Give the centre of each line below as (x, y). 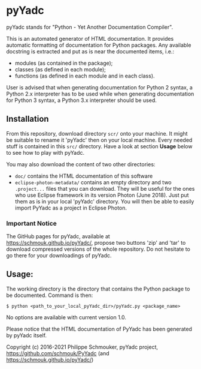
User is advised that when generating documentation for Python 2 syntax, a (100, 87)
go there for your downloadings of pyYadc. (59, 256)
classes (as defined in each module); (60, 69)
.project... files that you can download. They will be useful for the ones (105, 188)
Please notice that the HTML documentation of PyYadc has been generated (99, 329)
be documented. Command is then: (50, 295)
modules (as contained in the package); (64, 63)
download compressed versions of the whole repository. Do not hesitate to (98, 249)
